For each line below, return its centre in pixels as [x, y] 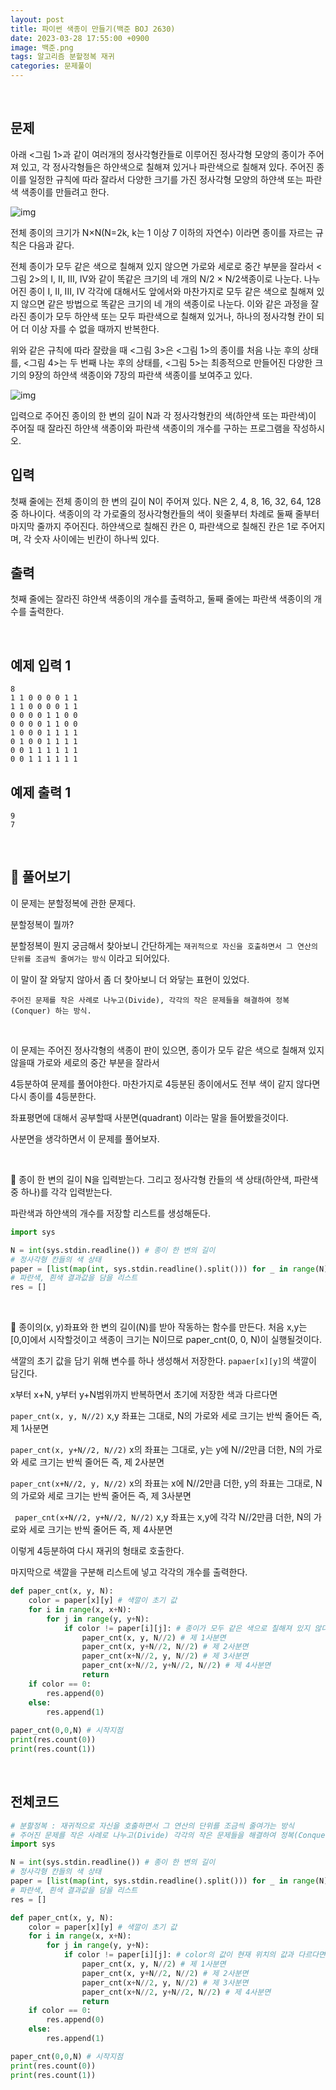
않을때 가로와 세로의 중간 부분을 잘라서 [85, 1062]
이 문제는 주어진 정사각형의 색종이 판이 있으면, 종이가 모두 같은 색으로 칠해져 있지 [167, 1050]
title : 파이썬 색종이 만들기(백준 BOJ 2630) [93, 29]
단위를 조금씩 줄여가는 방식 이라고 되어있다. [90, 958]
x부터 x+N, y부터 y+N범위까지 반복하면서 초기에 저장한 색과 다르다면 [144, 1395]
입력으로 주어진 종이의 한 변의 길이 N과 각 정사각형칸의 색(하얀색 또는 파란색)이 [163, 415]
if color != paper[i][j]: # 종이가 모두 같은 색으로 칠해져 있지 [187, 1628]
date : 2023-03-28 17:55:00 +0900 [80, 38]
